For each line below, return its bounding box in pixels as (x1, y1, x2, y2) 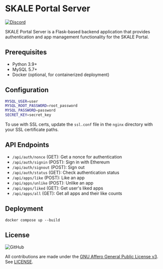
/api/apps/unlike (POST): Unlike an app (12, 180, 94, 186)
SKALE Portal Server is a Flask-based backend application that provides (5, 28, 150, 34)
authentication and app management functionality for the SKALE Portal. (5, 34, 149, 40)
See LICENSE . (5, 259, 33, 265)
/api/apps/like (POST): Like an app (12, 175, 85, 181)
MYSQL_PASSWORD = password (5, 108, 56, 113)
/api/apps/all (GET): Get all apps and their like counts (12, 190, 122, 196)
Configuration (5, 86, 49, 94)
